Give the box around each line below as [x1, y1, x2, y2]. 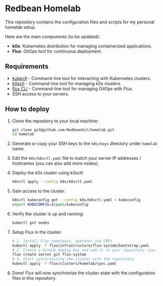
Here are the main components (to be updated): [5, 34, 100, 39]
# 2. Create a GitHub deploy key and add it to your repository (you [12, 248, 156, 252]
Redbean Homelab [5, 3, 81, 14]
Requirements [5, 62, 49, 71]
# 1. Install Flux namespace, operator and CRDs [12, 238, 113, 244]
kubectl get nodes [12, 220, 49, 225]
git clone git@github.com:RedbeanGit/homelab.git [12, 127, 115, 132]
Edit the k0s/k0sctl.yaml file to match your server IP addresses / [12, 155, 142, 161]
